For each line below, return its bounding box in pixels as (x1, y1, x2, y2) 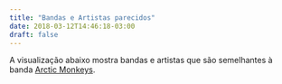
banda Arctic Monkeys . (9, 64, 96, 75)
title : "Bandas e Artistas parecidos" (9, 13, 155, 23)
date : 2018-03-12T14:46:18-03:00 (9, 22, 136, 31)
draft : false (9, 30, 59, 39)
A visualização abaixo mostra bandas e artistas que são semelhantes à (9, 55, 273, 66)
